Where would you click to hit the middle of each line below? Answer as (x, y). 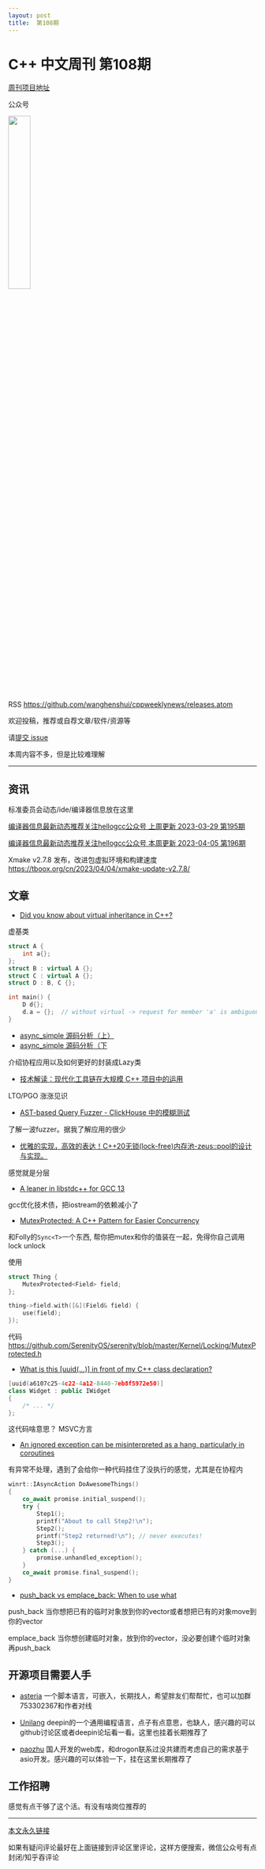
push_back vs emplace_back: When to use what (98, 1595)
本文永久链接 (29, 1831)
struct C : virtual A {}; (50, 976)
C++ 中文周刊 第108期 (80, 64)
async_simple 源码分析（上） (67, 1035)
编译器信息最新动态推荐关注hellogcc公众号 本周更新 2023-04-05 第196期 (127, 843)
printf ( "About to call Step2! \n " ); (95, 1521)
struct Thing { (33, 1277)
